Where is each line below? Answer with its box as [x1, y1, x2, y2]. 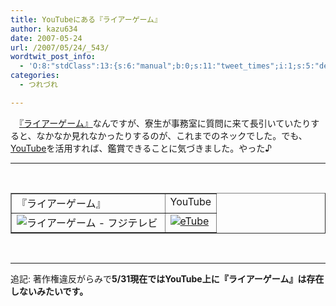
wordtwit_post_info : [10, 52, 97, 62]
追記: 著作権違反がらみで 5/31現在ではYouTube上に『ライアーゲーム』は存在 [10, 272, 325, 285]
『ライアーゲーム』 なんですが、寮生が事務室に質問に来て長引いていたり [19, 117, 312, 129]
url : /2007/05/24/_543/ [10, 42, 110, 53]
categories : [10, 71, 60, 81]
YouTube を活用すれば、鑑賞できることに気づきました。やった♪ [10, 142, 273, 154]
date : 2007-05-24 [10, 33, 83, 43]
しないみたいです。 [10, 285, 89, 297]
